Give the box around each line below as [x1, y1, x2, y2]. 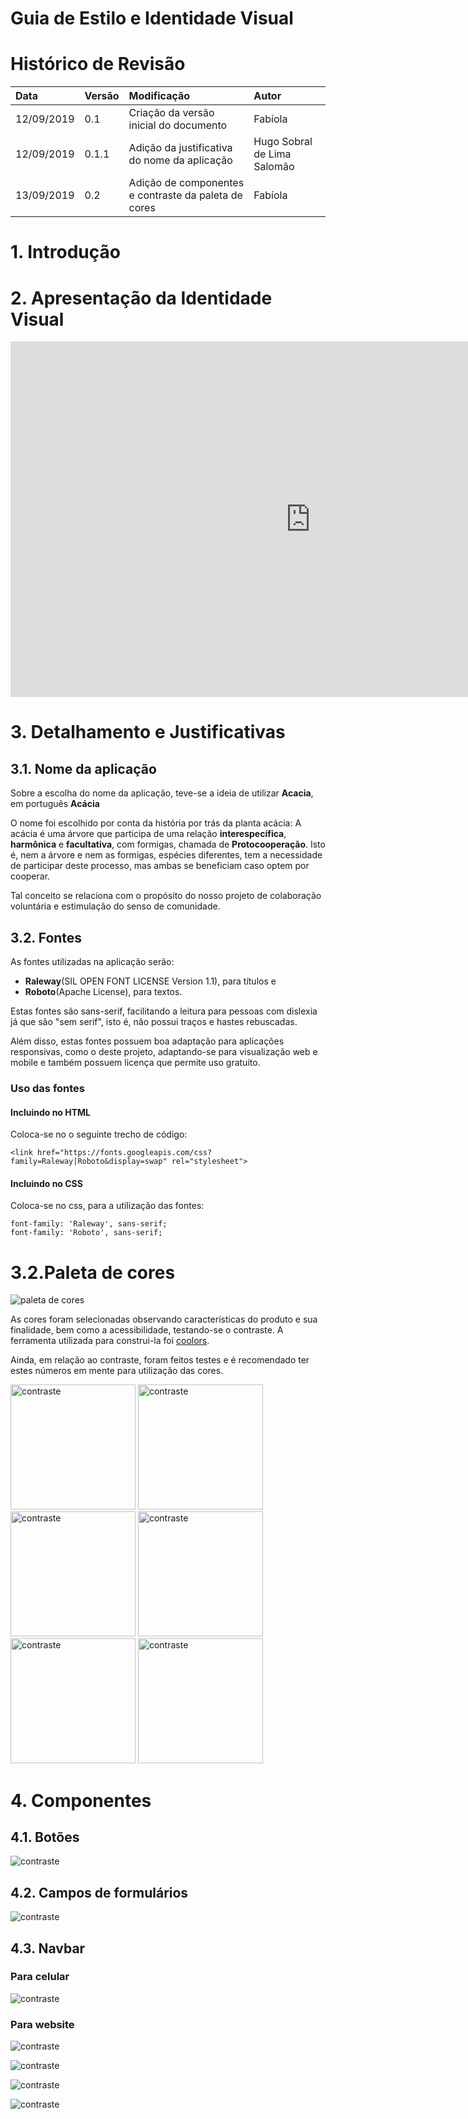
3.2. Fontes [10, 929, 83, 946]
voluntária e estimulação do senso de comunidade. [10, 900, 221, 912]
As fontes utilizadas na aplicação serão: [10, 956, 175, 968]
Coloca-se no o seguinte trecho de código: [10, 1128, 188, 1141]
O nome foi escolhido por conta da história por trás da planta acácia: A [10, 817, 302, 829]
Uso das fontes [10, 1081, 86, 1095]
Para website [10, 2017, 75, 2031]
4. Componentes [10, 1789, 152, 1812]
